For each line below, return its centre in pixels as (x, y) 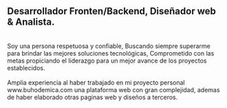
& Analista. (31, 22)
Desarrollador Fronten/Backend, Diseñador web (112, 11)
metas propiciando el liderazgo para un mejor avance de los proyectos (107, 61)
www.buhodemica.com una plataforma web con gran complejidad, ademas (113, 89)
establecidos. (26, 67)
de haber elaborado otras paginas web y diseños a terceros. (93, 97)
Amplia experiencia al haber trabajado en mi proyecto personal (96, 83)
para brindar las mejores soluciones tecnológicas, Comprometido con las (111, 53)
